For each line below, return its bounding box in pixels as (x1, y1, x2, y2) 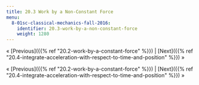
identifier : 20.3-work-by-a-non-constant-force (17, 25, 137, 32)
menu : (6, 14, 20, 20)
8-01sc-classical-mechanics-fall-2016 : (11, 20, 111, 26)
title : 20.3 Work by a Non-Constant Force (6, 8, 114, 15)
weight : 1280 (17, 31, 50, 37)
